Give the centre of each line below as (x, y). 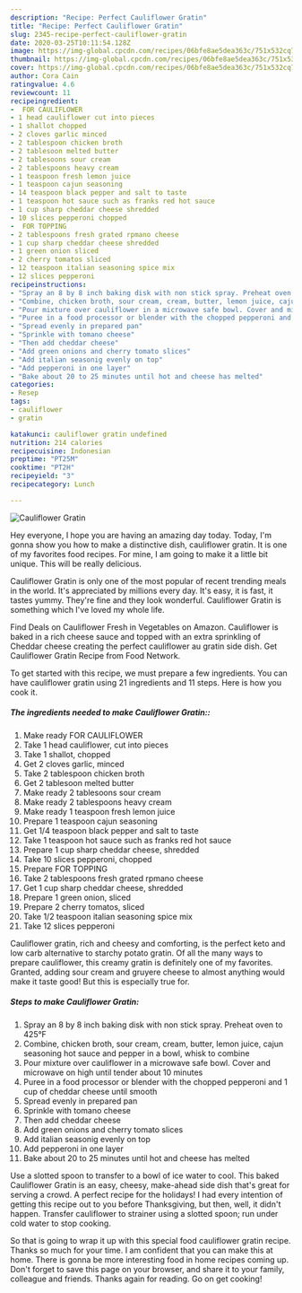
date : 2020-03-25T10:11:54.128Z (70, 43)
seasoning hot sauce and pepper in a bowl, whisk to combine (136, 1053)
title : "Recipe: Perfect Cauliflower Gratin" (96, 26)
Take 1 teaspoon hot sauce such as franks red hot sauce (127, 840)
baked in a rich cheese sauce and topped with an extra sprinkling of (136, 636)
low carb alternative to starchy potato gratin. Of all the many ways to (137, 953)
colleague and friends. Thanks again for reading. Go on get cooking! (136, 1279)
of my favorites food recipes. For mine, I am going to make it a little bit (139, 554)
